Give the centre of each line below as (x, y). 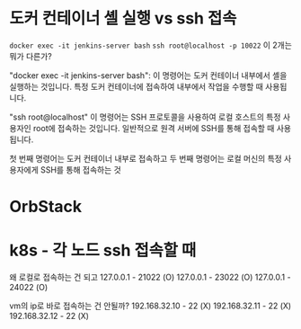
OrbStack (46, 207)
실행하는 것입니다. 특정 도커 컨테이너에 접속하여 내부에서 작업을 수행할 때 (136, 86)
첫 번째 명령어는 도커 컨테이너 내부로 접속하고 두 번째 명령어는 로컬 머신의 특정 (146, 158)
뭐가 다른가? (31, 56)
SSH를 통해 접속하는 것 (80, 169)
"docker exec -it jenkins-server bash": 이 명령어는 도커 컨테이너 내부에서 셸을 (148, 75)
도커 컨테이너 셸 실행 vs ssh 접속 (123, 18)
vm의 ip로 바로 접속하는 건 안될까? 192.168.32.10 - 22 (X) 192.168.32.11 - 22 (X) (150, 306)
